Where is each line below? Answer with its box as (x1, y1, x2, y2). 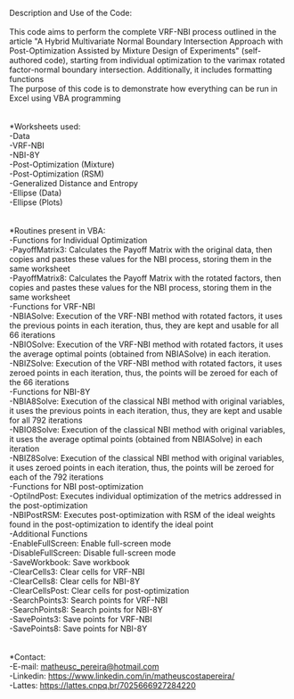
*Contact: (9, 652, 46, 662)
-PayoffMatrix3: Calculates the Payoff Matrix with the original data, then (9, 244, 274, 255)
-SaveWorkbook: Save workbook (9, 557, 130, 567)
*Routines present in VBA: (9, 226, 106, 235)
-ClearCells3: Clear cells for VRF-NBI (9, 566, 145, 577)
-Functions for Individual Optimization (9, 235, 148, 245)
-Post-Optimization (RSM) (9, 169, 104, 179)
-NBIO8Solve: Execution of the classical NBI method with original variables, (9, 424, 286, 435)
